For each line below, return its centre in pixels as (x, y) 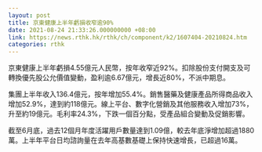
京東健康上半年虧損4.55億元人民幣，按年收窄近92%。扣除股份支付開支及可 (129, 68)
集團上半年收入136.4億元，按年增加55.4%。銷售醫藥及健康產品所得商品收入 (131, 94)
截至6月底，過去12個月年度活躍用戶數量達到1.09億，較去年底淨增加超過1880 (131, 131)
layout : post (29, 15)
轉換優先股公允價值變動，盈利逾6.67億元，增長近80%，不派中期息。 (119, 78)
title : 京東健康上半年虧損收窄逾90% (61, 23)
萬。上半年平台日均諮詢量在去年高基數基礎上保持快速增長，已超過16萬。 (125, 140)
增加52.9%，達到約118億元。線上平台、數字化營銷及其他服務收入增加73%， (131, 104)
